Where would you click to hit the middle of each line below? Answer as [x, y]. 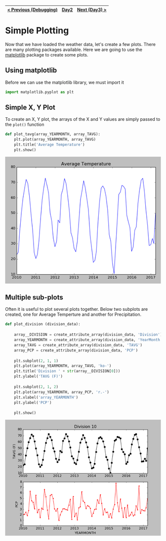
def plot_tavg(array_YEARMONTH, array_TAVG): [53, 134]
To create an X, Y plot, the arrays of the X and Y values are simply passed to [83, 119]
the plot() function [25, 125]
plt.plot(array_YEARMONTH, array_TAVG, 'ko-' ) [63, 366]
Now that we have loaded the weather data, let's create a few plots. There [80, 44]
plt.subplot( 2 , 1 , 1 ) [36, 361]
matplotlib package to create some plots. [47, 54]
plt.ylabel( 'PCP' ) [33, 402]
